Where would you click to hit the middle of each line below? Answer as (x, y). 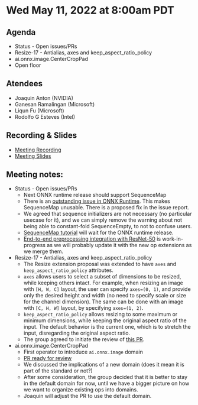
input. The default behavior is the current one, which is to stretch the (107, 327)
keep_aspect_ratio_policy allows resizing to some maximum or (100, 315)
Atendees (25, 84)
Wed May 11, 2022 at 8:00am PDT (90, 10)
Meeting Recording (38, 150)
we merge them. (43, 251)
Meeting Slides (33, 156)
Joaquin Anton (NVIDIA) (44, 98)
